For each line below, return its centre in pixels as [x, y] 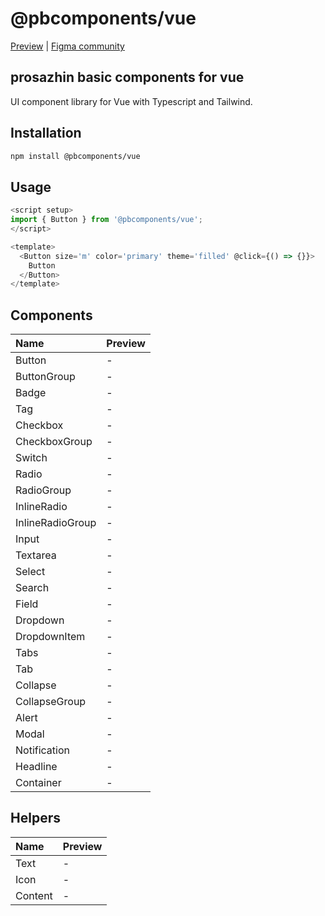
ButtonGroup [45, 377]
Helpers [35, 818]
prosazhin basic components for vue [127, 77]
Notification [42, 750]
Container [38, 783]
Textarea [36, 555]
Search [32, 588]
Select [30, 572]
